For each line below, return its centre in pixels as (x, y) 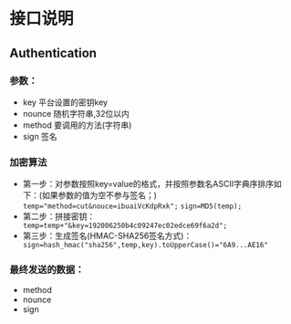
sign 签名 (40, 136)
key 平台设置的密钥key (65, 102)
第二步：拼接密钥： (59, 216)
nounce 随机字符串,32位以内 (76, 113)
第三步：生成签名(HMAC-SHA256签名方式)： (107, 236)
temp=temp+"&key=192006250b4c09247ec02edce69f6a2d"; (125, 226)
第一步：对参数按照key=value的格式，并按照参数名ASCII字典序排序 (148, 184)
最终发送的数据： (47, 270)
